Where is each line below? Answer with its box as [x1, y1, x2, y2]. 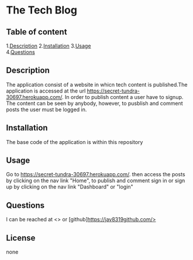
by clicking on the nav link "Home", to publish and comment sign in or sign [6, 177, 185, 184]
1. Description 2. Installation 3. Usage [6, 42, 91, 49]
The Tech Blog [6, 4, 78, 17]
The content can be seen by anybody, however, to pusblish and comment [6, 100, 183, 107]
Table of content [6, 27, 67, 37]
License [6, 232, 36, 243]
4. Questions [6, 49, 35, 56]
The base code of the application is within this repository [6, 138, 143, 145]
